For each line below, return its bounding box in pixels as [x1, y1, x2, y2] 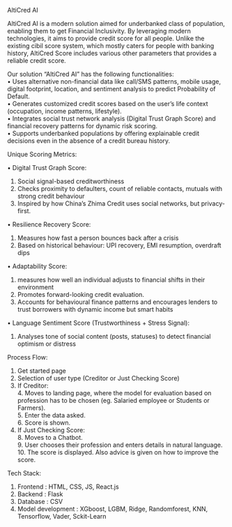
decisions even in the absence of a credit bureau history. [7, 137, 171, 145]
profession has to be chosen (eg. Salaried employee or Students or [17, 397, 210, 404]
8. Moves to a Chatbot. [17, 434, 84, 441]
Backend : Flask [17, 490, 63, 498]
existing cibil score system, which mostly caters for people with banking [7, 42, 215, 49]
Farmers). [17, 404, 46, 412]
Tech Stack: [7, 469, 42, 477]
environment [17, 283, 54, 291]
